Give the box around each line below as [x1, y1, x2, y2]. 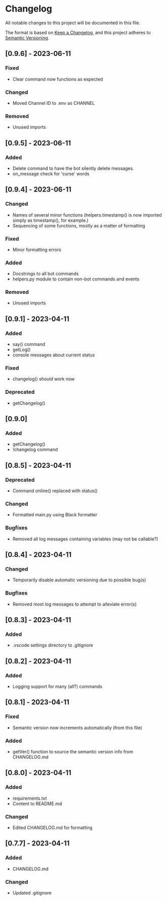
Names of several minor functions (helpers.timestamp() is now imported [12, 212, 162, 218]
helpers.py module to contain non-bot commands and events [12, 276, 139, 282]
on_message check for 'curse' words [12, 170, 90, 176]
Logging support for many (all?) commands [12, 684, 103, 690]
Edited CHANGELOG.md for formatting [12, 825, 93, 831]
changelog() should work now [12, 376, 75, 382]
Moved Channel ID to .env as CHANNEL [12, 100, 95, 106]
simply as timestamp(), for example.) [12, 217, 89, 223]
